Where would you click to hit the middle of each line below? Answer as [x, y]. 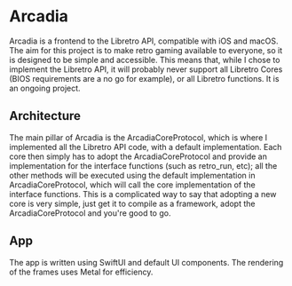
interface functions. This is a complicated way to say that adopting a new [143, 194]
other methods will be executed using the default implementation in [132, 175]
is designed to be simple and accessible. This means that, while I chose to [145, 60]
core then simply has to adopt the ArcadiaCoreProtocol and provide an [138, 156]
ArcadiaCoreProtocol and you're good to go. [90, 213]
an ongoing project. [45, 88]
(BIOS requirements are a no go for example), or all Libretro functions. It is [144, 78]
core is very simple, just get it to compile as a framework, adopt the [132, 203]
